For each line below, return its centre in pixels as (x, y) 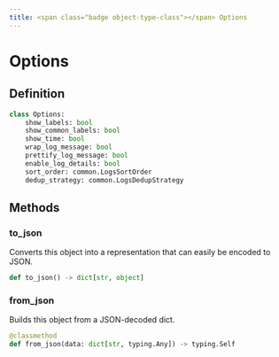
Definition (37, 94)
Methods (35, 208)
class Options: (37, 114)
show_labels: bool (59, 122)
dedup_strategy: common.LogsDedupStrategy (105, 180)
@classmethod (33, 336)
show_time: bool (55, 139)
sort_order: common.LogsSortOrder (89, 172)
